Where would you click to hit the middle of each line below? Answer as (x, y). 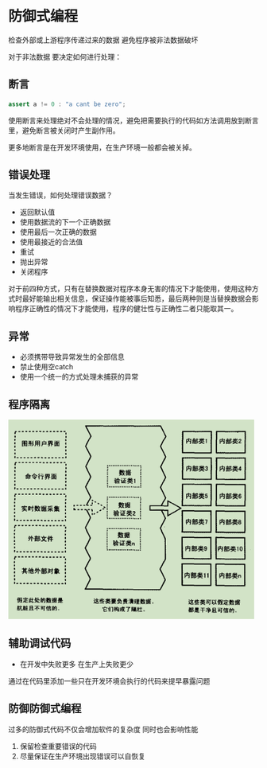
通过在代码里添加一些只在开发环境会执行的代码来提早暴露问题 (109, 680)
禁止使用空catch (46, 367)
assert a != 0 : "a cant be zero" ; (67, 104)
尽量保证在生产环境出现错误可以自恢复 (82, 756)
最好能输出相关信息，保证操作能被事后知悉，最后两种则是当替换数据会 (137, 298)
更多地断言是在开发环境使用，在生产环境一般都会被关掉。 (102, 147)
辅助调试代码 (40, 643)
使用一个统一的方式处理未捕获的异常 (79, 377)
